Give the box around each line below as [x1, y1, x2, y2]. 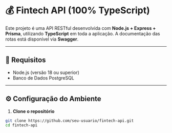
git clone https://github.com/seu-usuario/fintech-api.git [5, 118, 134, 123]
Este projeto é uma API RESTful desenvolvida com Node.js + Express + [5, 25, 156, 31]
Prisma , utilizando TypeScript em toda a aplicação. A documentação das [5, 30, 160, 36]
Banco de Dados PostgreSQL [12, 74, 74, 81]
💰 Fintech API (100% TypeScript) [5, 5, 150, 16]
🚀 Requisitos [5, 55, 46, 65]
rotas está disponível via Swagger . [5, 36, 79, 42]
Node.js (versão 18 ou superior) [12, 69, 79, 75]
